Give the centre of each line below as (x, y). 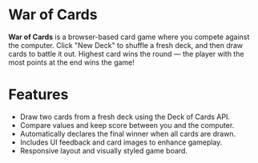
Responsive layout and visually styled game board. (104, 150)
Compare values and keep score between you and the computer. (127, 125)
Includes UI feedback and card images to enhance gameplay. (121, 142)
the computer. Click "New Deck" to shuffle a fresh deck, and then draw (126, 45)
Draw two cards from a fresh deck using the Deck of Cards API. (125, 117)
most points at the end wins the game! (71, 62)
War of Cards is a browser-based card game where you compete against (129, 37)
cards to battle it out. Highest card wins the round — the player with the (126, 54)
